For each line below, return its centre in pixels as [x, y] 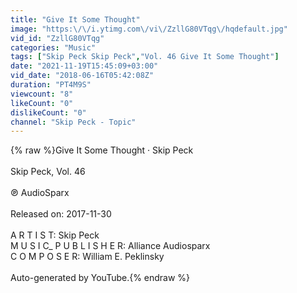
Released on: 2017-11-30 [61, 214]
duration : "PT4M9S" [51, 85]
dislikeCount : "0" [48, 112]
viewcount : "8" [42, 94]
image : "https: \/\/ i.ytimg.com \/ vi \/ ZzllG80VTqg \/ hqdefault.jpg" [149, 29]
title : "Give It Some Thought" [75, 19]
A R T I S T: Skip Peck [55, 235]
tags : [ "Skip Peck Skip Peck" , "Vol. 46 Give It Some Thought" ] [145, 57]
